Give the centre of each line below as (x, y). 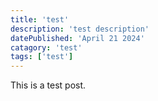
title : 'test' (40, 19)
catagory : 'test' (46, 47)
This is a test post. (48, 85)
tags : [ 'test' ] (42, 57)
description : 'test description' (80, 29)
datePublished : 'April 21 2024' (77, 38)
